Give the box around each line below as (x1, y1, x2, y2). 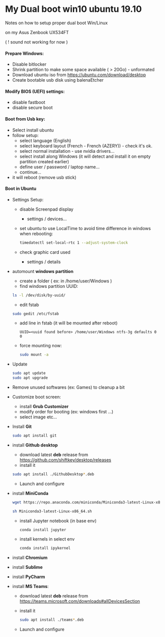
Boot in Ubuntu (5, 185, 37, 191)
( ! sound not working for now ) (5, 39, 68, 45)
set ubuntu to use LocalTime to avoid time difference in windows (19, 225, 151, 231)
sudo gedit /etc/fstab (12, 311, 59, 316)
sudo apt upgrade (12, 375, 48, 380)
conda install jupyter (19, 527, 66, 532)
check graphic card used (19, 249, 70, 255)
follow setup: (12, 132, 39, 138)
